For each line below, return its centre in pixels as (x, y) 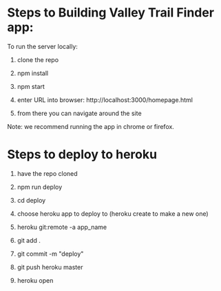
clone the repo (38, 59)
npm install (33, 73)
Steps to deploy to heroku (82, 155)
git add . (29, 240)
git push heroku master (50, 267)
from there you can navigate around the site (80, 113)
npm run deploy (40, 187)
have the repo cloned (47, 173)
